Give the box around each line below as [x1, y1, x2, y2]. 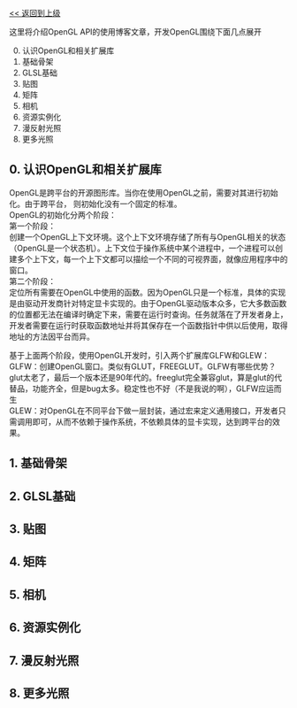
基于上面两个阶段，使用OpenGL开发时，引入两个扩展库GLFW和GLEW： [9, 350, 270, 360]
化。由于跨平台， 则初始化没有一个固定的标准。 [9, 198, 182, 209]
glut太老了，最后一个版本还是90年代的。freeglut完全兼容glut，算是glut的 [9, 372, 275, 382]
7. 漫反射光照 [9, 653, 80, 668]
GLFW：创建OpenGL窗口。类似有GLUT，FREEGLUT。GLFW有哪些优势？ [9, 361, 277, 372]
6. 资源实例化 [9, 620, 81, 635]
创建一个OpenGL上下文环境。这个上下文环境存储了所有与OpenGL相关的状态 [9, 231, 286, 242]
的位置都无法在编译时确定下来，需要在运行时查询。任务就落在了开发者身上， [9, 309, 288, 319]
